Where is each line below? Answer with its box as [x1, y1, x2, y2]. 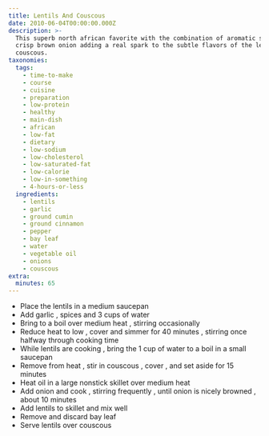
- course [22, 78, 52, 86]
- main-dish [22, 116, 62, 124]
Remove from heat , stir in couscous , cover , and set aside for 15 [19, 361, 235, 370]
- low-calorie [22, 168, 70, 176]
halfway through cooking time [19, 335, 119, 345]
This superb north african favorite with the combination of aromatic [15, 34, 256, 42]
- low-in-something [22, 175, 88, 184]
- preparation [22, 94, 70, 102]
